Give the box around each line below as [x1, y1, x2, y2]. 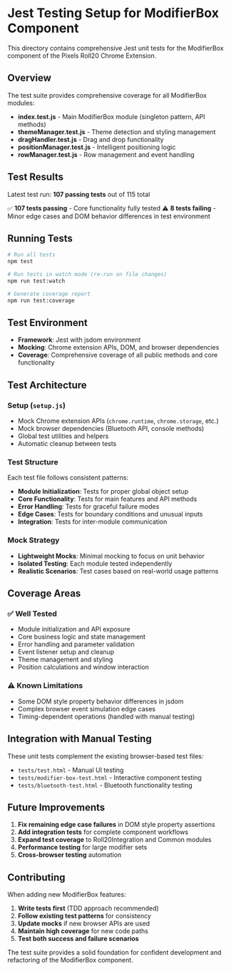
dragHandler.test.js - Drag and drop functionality [17, 135, 164, 143]
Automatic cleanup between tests [17, 439, 117, 448]
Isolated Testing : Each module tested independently [17, 559, 173, 568]
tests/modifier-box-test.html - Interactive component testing [17, 773, 202, 782]
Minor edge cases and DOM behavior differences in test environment [7, 212, 210, 220]
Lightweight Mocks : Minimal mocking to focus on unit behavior [17, 551, 205, 560]
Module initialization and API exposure [17, 625, 130, 634]
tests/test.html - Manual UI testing [17, 766, 124, 774]
